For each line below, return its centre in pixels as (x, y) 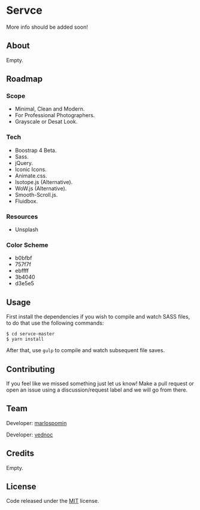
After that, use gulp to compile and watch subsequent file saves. (86, 350)
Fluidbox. (26, 201)
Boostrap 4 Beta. (36, 150)
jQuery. (24, 163)
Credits (20, 453)
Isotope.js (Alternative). (44, 182)
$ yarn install (25, 339)
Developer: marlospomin (37, 423)
